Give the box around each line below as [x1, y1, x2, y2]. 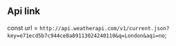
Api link [7, 5, 41, 17]
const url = [7, 23, 38, 32]
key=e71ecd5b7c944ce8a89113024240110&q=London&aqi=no [7, 32, 166, 39]
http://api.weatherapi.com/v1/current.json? [39, 25, 170, 32]
